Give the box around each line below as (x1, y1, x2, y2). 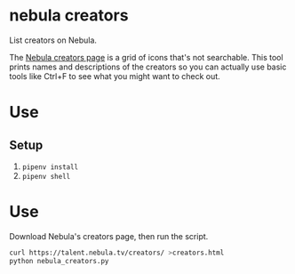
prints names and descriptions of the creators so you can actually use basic (9, 61, 287, 72)
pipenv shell (21, 172, 71, 181)
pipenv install (21, 162, 79, 172)
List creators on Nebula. (9, 35, 98, 45)
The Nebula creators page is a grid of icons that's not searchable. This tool (9, 52, 283, 62)
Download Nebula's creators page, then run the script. (9, 230, 209, 241)
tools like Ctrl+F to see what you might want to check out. (9, 70, 220, 81)
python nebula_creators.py (9, 256, 109, 265)
